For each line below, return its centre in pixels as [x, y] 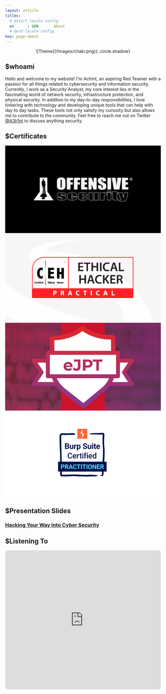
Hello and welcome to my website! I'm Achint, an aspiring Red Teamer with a [83, 79]
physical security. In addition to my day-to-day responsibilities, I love [75, 99]
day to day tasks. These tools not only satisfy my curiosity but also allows [80, 110]
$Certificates [26, 136]
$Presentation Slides [38, 511]
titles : [13, 16]
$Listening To [27, 541]
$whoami [20, 67]
